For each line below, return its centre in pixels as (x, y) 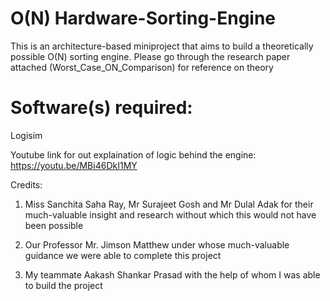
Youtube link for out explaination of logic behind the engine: (133, 154)
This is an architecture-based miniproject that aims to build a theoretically (162, 46)
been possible (54, 225)
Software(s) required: (101, 108)
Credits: (26, 184)
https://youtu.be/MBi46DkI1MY (74, 165)
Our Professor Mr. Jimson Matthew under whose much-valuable (157, 244)
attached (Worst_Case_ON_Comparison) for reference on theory (142, 67)
